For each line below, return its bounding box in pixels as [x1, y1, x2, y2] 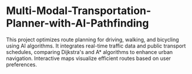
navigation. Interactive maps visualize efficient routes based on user [6, 55, 171, 62]
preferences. [6, 60, 37, 68]
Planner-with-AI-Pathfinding [6, 16, 149, 30]
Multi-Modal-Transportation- [6, 4, 151, 18]
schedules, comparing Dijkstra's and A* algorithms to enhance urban [6, 48, 173, 55]
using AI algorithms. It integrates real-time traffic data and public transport [6, 42, 186, 49]
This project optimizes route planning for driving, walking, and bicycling [6, 36, 179, 43]
